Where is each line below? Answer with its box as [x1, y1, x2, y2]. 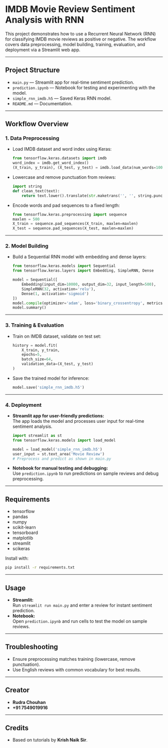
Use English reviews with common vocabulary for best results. [12, 666, 141, 672]
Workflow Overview [5, 120, 69, 128]
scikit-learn [12, 525, 36, 531]
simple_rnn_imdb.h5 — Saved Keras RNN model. [12, 95, 111, 101]
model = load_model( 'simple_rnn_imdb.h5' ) [12, 447, 102, 452]
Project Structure [5, 66, 60, 75]
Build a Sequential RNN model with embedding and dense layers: [12, 254, 146, 260]
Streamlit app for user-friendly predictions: [12, 413, 104, 419]
